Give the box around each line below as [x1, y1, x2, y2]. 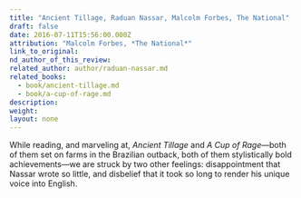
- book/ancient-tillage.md [17, 81, 120, 90]
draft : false [9, 22, 59, 31]
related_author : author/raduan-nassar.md [9, 64, 169, 74]
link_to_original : [9, 47, 79, 56]
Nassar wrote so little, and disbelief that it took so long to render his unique [9, 169, 290, 180]
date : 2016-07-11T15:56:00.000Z [9, 30, 131, 39]
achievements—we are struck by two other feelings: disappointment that [9, 159, 281, 170]
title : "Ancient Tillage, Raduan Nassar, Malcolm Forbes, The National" [9, 13, 290, 23]
